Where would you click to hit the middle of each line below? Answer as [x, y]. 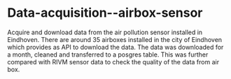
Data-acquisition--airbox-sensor [105, 13]
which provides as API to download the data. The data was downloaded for [115, 47]
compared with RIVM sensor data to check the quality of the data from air [113, 62]
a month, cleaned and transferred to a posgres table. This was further [108, 55]
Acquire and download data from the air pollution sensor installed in [105, 32]
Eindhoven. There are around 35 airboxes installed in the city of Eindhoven [115, 39]
